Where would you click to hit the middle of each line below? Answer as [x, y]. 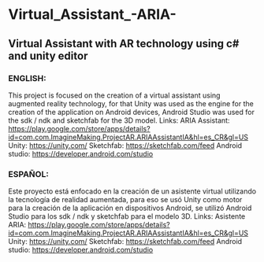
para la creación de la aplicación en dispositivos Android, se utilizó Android [130, 208]
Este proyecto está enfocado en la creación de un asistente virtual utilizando [132, 191]
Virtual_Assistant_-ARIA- [93, 15]
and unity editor [48, 55]
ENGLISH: [27, 78]
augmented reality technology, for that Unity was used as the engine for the [131, 103]
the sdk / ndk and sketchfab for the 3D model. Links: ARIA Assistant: [119, 120]
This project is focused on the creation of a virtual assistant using [114, 95]
